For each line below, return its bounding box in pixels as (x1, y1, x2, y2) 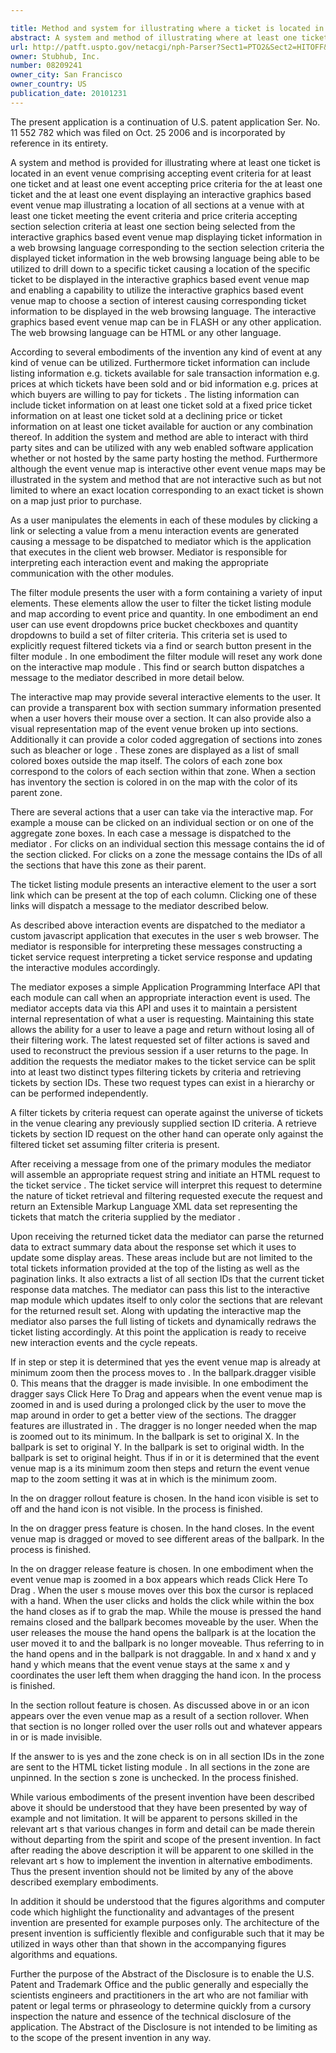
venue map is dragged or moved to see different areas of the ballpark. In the (10, 1532, 325, 1545)
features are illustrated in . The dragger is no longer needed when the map (10, 1419, 318, 1431)
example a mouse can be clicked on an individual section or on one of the (10, 816, 314, 828)
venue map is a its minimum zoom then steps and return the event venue (10, 1462, 310, 1474)
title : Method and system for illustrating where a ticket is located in (10, 23, 325, 33)
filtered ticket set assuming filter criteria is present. (10, 1138, 220, 1150)
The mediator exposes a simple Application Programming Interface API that (10, 981, 321, 993)
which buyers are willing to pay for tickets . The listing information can (10, 388, 300, 400)
